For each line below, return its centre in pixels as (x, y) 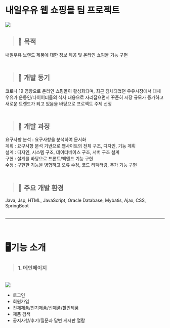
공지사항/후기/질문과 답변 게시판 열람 (49, 320)
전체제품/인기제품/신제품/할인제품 (46, 308)
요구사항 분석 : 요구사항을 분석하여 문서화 (46, 139)
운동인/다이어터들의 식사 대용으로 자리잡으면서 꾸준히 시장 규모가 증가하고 (91, 97)
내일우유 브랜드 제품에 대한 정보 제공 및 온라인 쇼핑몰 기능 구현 (67, 55)
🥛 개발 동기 (34, 78)
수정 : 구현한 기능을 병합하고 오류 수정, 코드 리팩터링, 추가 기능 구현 (71, 165)
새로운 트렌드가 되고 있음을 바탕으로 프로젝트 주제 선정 (59, 103)
